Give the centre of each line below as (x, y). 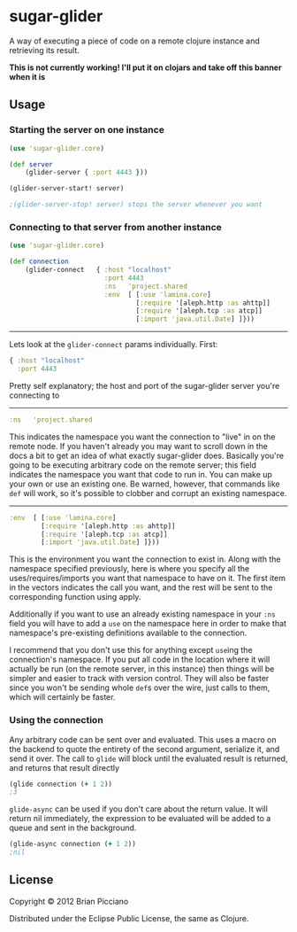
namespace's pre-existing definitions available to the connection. (128, 633)
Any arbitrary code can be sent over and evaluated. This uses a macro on (143, 739)
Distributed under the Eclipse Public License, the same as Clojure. (129, 918)
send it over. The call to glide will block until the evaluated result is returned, (148, 758)
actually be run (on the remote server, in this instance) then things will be (142, 669)
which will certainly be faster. (62, 697)
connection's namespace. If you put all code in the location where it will (140, 660)
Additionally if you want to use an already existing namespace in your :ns (142, 614)
